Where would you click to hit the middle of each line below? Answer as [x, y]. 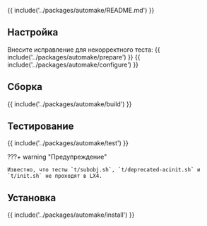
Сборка [25, 87]
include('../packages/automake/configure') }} [73, 64]
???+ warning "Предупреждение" [57, 157]
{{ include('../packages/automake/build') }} [70, 104]
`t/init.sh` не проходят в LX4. [55, 176]
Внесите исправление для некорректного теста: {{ [84, 50]
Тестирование [41, 126]
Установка [32, 198]
